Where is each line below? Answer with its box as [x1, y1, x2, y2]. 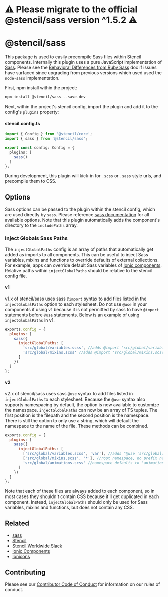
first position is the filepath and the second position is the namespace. [5, 412, 150, 418]
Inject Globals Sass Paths [5, 235, 68, 242]
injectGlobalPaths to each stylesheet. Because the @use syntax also [5, 396, 146, 402]
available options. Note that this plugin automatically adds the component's [5, 217, 160, 223]
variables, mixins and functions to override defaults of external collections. [5, 257, 159, 263]
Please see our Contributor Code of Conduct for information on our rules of [5, 581, 160, 587]
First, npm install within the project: [5, 85, 77, 91]
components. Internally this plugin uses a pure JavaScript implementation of [5, 59, 162, 65]
